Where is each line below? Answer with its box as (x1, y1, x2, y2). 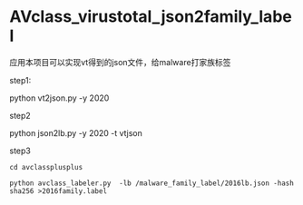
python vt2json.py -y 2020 (9, 93, 110, 103)
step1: (9, 74, 32, 85)
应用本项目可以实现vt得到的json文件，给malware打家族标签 (9, 56, 231, 67)
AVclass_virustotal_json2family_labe (9, 6, 292, 27)
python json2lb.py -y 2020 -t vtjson (9, 127, 143, 138)
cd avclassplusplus (9, 162, 83, 171)
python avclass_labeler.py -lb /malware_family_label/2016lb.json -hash (9, 179, 295, 188)
